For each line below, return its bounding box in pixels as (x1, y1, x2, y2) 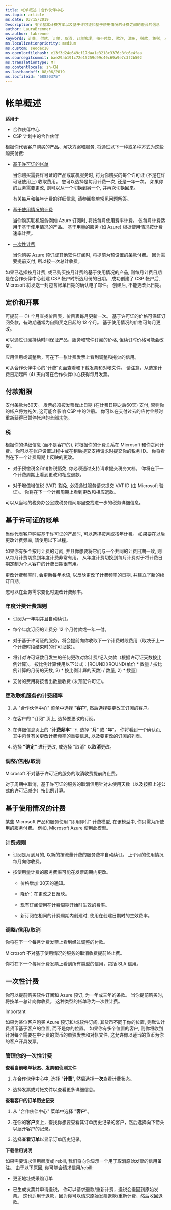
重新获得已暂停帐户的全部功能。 (5, 415, 72, 421)
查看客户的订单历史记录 (5, 1097, 54, 1103)
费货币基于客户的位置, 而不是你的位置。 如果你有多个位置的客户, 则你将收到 (5, 1025, 163, 1031)
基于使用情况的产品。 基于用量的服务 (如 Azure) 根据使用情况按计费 (21, 224, 163, 230)
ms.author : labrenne (5, 31, 49, 36)
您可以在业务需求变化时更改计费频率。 (5, 589, 85, 595)
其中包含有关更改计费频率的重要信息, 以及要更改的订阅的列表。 (12, 733, 145, 739)
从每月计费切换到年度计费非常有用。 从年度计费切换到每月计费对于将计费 (5, 554, 158, 560)
